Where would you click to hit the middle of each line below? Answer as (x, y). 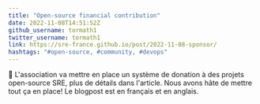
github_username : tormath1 (53, 30)
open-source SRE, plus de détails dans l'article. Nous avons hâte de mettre (130, 83)
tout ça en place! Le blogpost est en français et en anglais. (104, 91)
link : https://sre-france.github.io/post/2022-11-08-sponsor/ (113, 45)
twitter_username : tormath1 (55, 37)
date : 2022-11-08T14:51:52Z (55, 23)
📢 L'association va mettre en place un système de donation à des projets (126, 74)
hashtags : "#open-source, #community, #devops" (88, 52)
